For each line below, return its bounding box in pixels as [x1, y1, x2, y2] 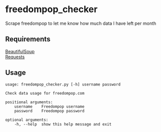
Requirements [5, 35, 50, 43]
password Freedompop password [14, 108, 85, 113]
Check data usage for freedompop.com [5, 91, 85, 96]
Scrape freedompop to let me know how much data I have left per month [5, 20, 156, 26]
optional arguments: [5, 117, 49, 122]
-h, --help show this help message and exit [14, 121, 112, 127]
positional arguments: [5, 100, 53, 105]
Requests [5, 54, 25, 60]
